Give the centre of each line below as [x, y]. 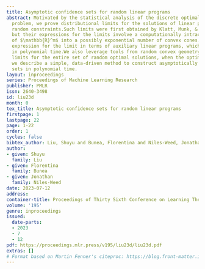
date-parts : [27, 223]
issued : [16, 217]
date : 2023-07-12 [28, 188]
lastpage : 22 [23, 120]
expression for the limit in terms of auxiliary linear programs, [98, 46]
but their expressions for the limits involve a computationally [97, 35]
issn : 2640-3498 [27, 92]
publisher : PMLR [27, 86]
